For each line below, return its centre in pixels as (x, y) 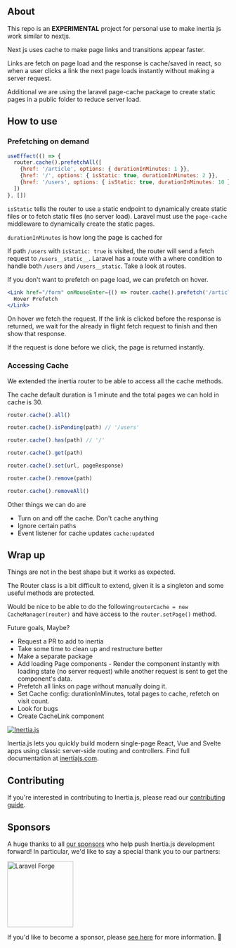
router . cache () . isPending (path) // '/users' (73, 428)
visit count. (33, 701)
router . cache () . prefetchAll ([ (58, 162)
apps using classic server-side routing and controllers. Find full (98, 751)
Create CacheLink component (61, 716)
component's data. (45, 679)
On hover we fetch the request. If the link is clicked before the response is (114, 319)
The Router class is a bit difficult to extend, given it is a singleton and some (116, 586)
